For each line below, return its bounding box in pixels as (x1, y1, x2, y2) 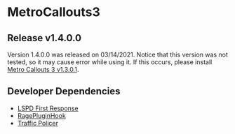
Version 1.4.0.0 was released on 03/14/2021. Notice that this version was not (7, 50, 228, 59)
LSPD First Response (17, 104, 79, 112)
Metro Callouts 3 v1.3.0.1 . (7, 66, 79, 73)
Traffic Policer (17, 119, 58, 127)
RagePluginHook (17, 111, 67, 119)
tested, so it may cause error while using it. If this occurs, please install (7, 58, 213, 66)
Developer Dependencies (7, 85, 121, 98)
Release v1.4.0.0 (7, 32, 82, 44)
